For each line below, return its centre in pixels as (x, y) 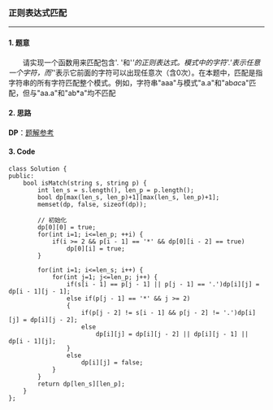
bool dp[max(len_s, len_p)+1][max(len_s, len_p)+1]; (129, 197)
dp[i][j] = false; (112, 362)
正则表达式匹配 (38, 12)
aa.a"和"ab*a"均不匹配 (78, 93)
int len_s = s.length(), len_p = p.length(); (116, 190)
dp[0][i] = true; (96, 249)
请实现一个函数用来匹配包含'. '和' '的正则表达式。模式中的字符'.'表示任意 (142, 62)
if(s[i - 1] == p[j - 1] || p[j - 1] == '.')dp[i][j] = (163, 284)
